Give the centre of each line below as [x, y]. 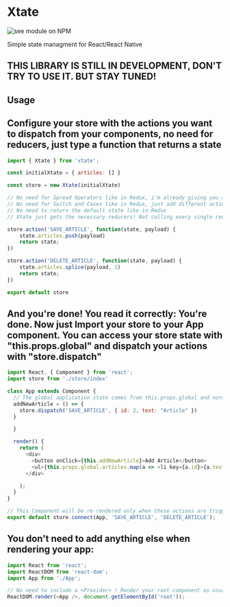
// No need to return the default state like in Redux [87, 210]
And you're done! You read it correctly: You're [107, 313]
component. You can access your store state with [115, 335]
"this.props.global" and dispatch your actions [107, 346]
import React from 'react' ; [47, 565]
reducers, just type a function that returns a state [114, 145]
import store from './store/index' [58, 379]
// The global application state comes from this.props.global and [112, 398]
